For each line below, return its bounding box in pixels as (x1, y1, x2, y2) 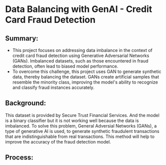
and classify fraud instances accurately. (12, 84, 95, 90)
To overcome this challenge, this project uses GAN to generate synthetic (12, 68, 162, 74)
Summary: (5, 34, 38, 42)
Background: (5, 99, 46, 107)
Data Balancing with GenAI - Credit (5, 3, 153, 15)
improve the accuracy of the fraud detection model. (5, 138, 111, 144)
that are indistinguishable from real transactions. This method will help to (5, 133, 155, 139)
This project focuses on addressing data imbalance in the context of (12, 47, 153, 53)
